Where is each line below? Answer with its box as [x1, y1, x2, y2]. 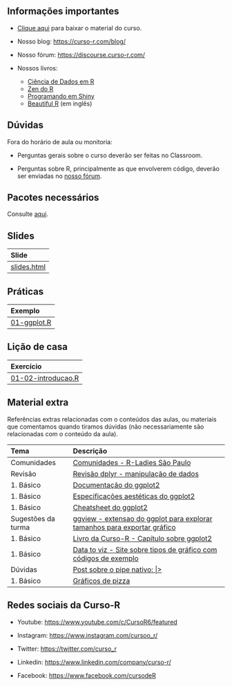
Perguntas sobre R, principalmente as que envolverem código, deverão [17, 164, 220, 173]
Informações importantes [7, 6, 119, 17]
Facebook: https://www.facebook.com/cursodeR [17, 671, 157, 679]
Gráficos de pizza [72, 576, 130, 585]
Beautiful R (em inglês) [27, 99, 93, 108]
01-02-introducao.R [10, 373, 79, 382]
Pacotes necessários [7, 192, 99, 204]
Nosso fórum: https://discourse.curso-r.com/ [17, 50, 146, 59]
